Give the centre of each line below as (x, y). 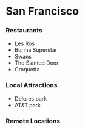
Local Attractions (32, 85)
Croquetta (27, 70)
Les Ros (24, 43)
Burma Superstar (36, 50)
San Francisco (42, 11)
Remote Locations (33, 121)
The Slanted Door (36, 63)
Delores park (31, 98)
